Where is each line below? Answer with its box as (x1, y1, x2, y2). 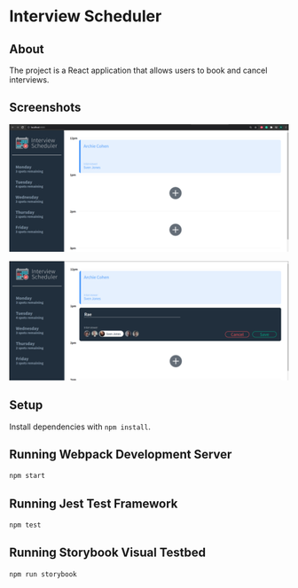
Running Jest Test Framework (9, 496, 178, 511)
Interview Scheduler (9, 6, 162, 27)
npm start (9, 472, 46, 481)
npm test (9, 521, 42, 529)
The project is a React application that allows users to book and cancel (9, 65, 268, 75)
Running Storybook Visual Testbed (9, 545, 207, 561)
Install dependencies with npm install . (9, 421, 151, 432)
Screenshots (9, 100, 82, 115)
